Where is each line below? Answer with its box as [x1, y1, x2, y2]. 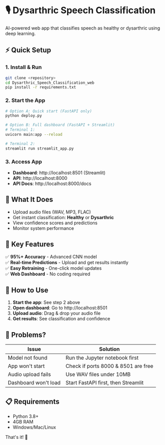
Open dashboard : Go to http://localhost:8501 [12, 305, 108, 311]
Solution [99, 346, 120, 353]
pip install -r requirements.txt [5, 85, 76, 90]
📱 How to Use [5, 286, 48, 294]
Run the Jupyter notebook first [65, 354, 139, 361]
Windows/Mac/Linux [12, 424, 56, 430]
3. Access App [5, 158, 42, 165]
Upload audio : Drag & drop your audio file [12, 310, 101, 316]
